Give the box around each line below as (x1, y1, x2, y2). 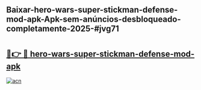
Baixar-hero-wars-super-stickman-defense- (6, 5, 178, 15)
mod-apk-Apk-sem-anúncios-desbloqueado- (6, 14, 181, 25)
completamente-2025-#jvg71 (6, 24, 119, 34)
